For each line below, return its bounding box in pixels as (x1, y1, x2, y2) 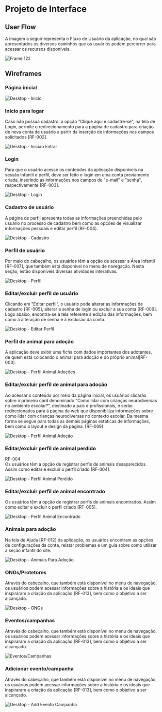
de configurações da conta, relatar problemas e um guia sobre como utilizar (5, 542, 157, 548)
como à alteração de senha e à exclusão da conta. (5, 317, 106, 323)
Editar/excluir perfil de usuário (5, 290, 79, 297)
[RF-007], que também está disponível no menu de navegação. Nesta (5, 263, 145, 269)
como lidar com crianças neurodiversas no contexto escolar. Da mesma (5, 413, 148, 419)
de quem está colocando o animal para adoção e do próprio (5, 354, 125, 360)
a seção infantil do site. (5, 547, 52, 553)
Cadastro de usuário (5, 204, 54, 211)
